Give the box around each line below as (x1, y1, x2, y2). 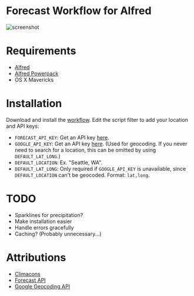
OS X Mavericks (14, 76, 54, 83)
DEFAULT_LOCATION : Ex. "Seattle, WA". (14, 159, 103, 166)
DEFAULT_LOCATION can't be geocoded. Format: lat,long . (14, 171, 150, 178)
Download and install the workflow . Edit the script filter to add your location (6, 116, 188, 123)
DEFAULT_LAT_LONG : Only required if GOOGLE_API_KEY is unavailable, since (14, 165, 186, 172)
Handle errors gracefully (14, 224, 75, 231)
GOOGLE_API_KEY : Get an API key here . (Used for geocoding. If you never (14, 140, 188, 147)
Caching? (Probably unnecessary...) (14, 230, 102, 237)
